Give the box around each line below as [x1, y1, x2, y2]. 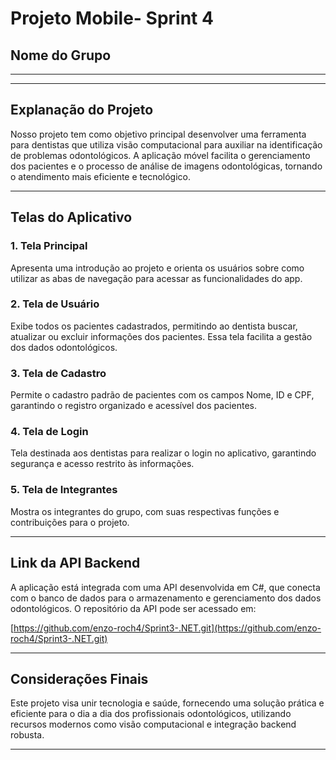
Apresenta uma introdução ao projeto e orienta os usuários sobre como [10, 262, 305, 274]
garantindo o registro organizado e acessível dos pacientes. [10, 400, 257, 412]
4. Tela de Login [10, 425, 89, 439]
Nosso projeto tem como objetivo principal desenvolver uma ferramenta [10, 128, 307, 140]
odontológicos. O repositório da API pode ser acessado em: [10, 602, 257, 614]
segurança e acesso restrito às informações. [10, 458, 195, 470]
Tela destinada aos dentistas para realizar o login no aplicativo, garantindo [10, 447, 317, 459]
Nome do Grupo [10, 47, 112, 64]
